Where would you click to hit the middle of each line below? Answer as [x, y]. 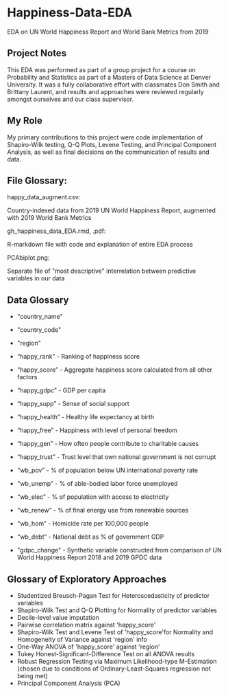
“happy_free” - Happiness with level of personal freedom [97, 430]
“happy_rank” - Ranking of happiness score [78, 357]
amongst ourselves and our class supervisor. [71, 99]
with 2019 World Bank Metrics [49, 218]
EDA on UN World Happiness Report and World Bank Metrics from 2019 [108, 32]
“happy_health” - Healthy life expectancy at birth [86, 417]
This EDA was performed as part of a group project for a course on [102, 69]
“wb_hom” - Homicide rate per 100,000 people [83, 524]
